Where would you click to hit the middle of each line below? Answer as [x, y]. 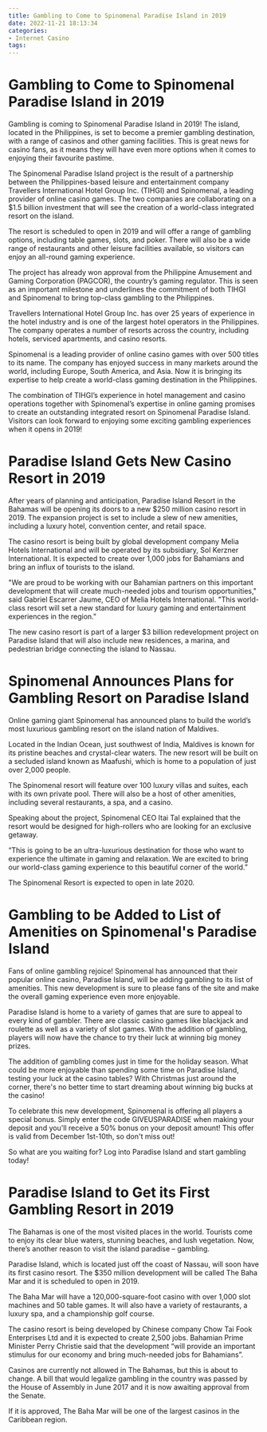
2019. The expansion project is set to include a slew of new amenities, [123, 517]
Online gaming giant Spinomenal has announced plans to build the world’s [130, 720]
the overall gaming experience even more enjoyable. [94, 996]
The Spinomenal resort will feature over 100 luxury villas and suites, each [128, 785]
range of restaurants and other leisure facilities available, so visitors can [126, 249]
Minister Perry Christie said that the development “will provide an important [132, 1346]
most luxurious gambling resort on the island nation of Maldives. [114, 729]
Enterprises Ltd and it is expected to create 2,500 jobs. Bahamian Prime [126, 1337]
